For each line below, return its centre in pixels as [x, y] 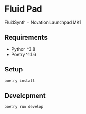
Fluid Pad [24, 9]
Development [25, 95]
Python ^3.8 [23, 49]
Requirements [26, 37]
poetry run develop [24, 107]
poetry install [20, 81]
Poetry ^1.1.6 [24, 54]
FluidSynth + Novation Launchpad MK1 [43, 22]
